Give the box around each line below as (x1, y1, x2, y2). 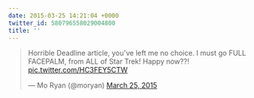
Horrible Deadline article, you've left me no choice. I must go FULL (27, 49, 247, 58)
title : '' (8, 26, 41, 34)
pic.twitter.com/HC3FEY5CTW (27, 65, 128, 75)
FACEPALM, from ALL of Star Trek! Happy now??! (27, 57, 190, 66)
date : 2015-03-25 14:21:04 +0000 (8, 11, 119, 20)
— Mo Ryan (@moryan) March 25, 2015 (27, 80, 158, 90)
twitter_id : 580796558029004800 (8, 19, 115, 27)
